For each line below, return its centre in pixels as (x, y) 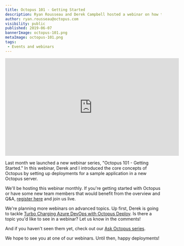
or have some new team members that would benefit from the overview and (83, 193)
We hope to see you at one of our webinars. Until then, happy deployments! (82, 238)
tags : (11, 42)
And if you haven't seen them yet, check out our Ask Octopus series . (75, 228)
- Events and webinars (31, 47)
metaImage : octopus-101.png (34, 38)
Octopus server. (22, 179)
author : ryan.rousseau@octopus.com (42, 19)
